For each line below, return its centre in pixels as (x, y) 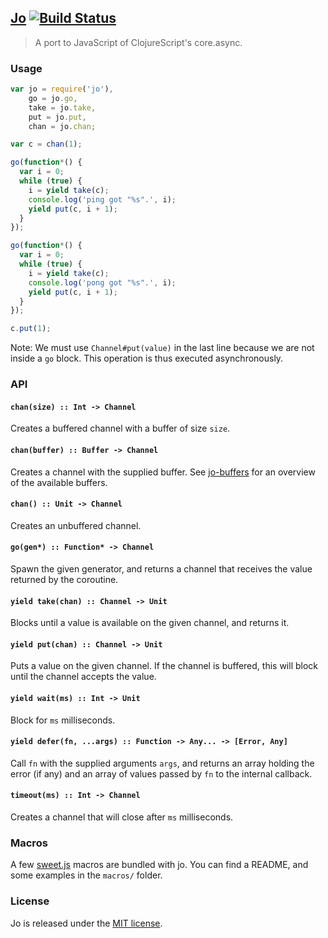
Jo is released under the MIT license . (86, 923)
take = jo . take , (62, 107)
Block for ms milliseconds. (63, 720)
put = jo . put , (57, 117)
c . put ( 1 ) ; (31, 329)
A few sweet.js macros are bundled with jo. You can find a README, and (159, 865)
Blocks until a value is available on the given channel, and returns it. (150, 623)
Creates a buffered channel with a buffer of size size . (120, 428)
